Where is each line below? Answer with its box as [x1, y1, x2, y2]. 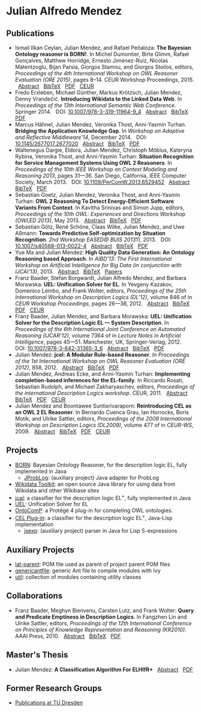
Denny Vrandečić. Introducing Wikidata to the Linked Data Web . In [14, 95, 182, 102]
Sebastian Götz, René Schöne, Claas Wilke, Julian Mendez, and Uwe [14, 223, 185, 230]
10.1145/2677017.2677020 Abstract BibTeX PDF [14, 140, 140, 147]
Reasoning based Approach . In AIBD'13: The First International [14, 255, 172, 262]
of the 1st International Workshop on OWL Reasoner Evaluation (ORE [14, 358, 186, 365]
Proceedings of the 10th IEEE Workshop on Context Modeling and [14, 166, 178, 173]
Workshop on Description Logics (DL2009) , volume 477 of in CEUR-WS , [14, 421, 194, 429]
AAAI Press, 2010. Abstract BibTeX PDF [14, 632, 121, 639]
